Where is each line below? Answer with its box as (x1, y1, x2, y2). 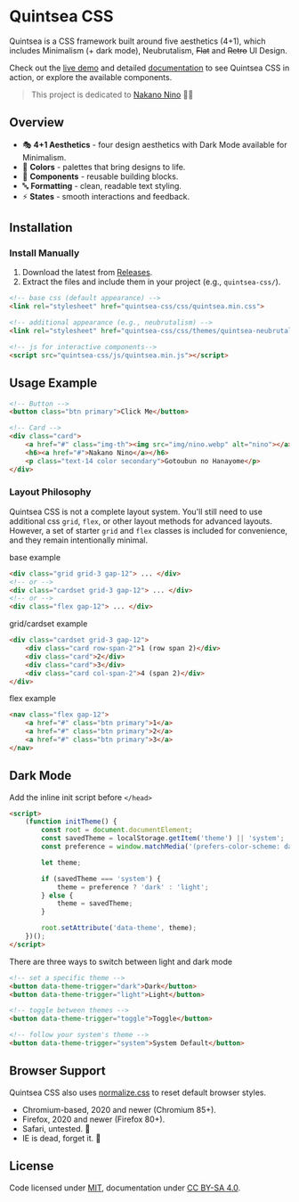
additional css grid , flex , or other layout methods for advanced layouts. (9, 515, 273, 527)
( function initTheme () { (25, 817, 117, 826)
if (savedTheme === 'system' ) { (41, 874, 162, 883)
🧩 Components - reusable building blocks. (21, 171, 179, 182)
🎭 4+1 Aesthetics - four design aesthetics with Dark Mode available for (21, 139, 287, 150)
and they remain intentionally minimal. (9, 535, 149, 545)
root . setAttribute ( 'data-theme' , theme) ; (41, 924, 198, 933)
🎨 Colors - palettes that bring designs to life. (21, 161, 186, 172)
